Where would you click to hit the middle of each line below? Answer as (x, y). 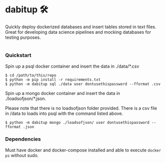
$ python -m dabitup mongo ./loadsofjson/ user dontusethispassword (77, 122)
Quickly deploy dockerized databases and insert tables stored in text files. (81, 27)
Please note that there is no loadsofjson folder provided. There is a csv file (81, 108)
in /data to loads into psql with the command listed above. (64, 113)
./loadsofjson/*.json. (26, 98)
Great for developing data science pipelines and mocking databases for (78, 32)
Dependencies (23, 139)
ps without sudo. (22, 155)
